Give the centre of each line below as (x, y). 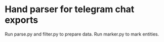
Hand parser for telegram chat (70, 9)
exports (22, 20)
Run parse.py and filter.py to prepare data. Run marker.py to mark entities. (82, 34)
